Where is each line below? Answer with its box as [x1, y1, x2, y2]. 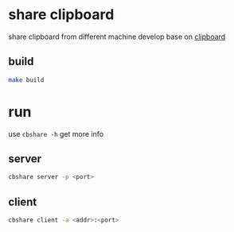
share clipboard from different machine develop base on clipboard [8, 32, 226, 41]
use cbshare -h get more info [8, 129, 104, 138]
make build [8, 75, 45, 84]
